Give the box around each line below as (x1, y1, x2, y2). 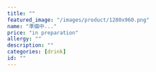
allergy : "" (7, 36, 41, 43)
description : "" (7, 42, 54, 49)
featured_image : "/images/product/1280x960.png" (7, 16, 150, 23)
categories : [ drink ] (7, 49, 67, 56)
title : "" (7, 10, 36, 17)
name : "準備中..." (7, 23, 57, 29)
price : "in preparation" (7, 29, 79, 36)
